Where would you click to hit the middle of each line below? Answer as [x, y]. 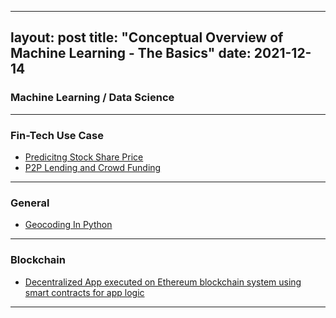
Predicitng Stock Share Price [84, 157]
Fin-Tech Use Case [57, 135]
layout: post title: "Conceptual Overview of [147, 37]
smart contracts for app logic [84, 292]
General [30, 203]
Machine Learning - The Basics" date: [131, 53]
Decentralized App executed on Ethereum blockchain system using [163, 282]
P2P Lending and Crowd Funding [93, 167]
